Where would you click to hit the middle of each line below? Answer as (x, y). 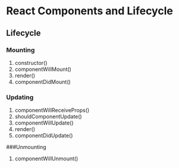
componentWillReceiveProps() (52, 110)
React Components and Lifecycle (90, 11)
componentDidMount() (43, 82)
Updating (20, 97)
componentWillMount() (43, 69)
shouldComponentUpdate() (48, 117)
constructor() (31, 63)
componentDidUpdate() (44, 136)
